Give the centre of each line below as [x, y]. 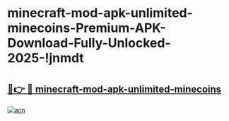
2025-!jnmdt [46, 58]
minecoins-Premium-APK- [87, 28]
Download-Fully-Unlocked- [89, 43]
